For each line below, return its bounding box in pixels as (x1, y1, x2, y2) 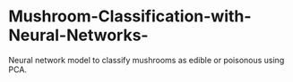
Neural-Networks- (8, 25, 149, 45)
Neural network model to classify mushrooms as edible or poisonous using (8, 54, 285, 65)
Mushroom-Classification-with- (8, 6, 252, 27)
